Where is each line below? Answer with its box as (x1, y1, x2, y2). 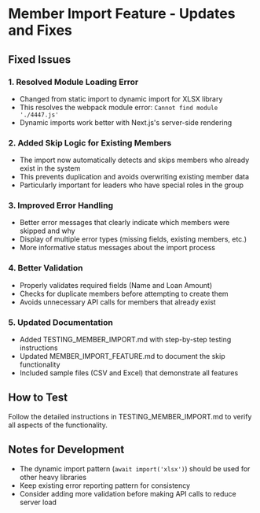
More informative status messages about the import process (19, 243, 216, 253)
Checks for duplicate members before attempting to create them (19, 289, 229, 298)
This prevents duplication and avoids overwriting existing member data (19, 172, 250, 182)
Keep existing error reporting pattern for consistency (19, 481, 191, 490)
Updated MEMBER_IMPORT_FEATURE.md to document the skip (19, 352, 225, 361)
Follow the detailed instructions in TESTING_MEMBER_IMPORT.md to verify (8, 412, 252, 421)
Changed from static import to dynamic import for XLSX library (19, 94, 223, 103)
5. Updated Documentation (8, 316, 114, 327)
